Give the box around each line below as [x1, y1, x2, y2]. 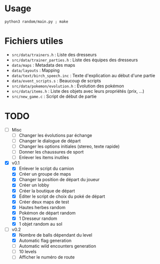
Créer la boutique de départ [19, 187, 75, 194]
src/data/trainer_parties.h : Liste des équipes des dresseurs [11, 57, 138, 63]
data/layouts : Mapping [11, 67, 60, 73]
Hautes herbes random [19, 204, 66, 210]
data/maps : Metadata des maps [11, 62, 75, 68]
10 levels [19, 249, 37, 255]
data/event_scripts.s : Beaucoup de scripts [11, 78, 101, 83]
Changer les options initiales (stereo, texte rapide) [19, 143, 120, 149]
